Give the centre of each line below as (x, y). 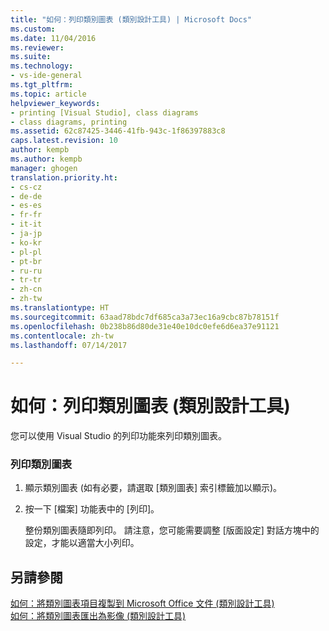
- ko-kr (26, 242)
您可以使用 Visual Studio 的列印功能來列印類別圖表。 (118, 436)
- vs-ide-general (46, 76)
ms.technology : (42, 66)
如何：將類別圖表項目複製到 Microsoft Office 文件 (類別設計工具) (142, 603)
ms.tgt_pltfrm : (42, 85)
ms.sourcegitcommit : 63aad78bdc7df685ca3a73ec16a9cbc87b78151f (145, 317)
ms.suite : (31, 57)
